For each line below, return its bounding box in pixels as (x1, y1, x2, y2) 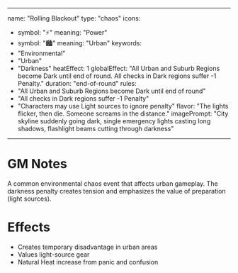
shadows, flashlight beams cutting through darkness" (17, 125, 174, 133)
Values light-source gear (17, 250, 90, 259)
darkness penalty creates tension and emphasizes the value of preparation (7, 186, 226, 195)
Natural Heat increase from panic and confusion (17, 257, 159, 266)
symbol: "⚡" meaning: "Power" (17, 28, 108, 36)
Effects (7, 219, 51, 235)
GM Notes (7, 156, 67, 172)
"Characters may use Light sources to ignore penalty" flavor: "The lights (17, 102, 229, 110)
